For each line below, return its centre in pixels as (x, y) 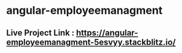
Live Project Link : (40, 33)
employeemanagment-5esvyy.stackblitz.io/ (91, 42)
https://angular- (107, 33)
